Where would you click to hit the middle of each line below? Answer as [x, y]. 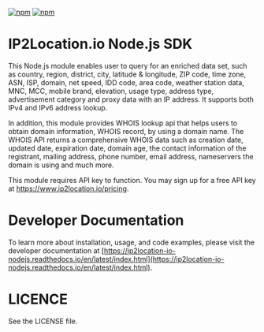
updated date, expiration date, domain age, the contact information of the [127, 148]
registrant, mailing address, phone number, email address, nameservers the [131, 156]
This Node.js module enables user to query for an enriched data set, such [128, 65]
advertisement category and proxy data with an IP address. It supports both [131, 99]
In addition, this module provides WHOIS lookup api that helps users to [123, 123]
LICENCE [38, 299]
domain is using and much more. [61, 165]
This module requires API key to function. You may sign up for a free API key [132, 180]
